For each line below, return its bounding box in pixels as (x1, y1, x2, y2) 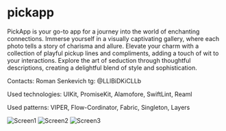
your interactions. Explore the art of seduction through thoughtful (7, 56, 191, 64)
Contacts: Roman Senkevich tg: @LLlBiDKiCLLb (7, 76, 142, 85)
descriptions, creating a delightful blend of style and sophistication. (7, 63, 197, 72)
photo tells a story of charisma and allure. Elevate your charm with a (7, 42, 199, 50)
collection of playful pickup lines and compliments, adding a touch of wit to (7, 49, 219, 57)
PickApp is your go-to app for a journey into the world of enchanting (7, 27, 200, 35)
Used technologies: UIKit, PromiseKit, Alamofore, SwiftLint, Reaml (7, 90, 192, 98)
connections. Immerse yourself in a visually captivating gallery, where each (7, 34, 220, 42)
